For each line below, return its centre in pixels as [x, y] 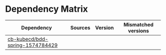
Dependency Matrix [46, 9]
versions [139, 30]
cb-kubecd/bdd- [28, 39]
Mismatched [139, 25]
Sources [80, 27]
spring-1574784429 [33, 45]
